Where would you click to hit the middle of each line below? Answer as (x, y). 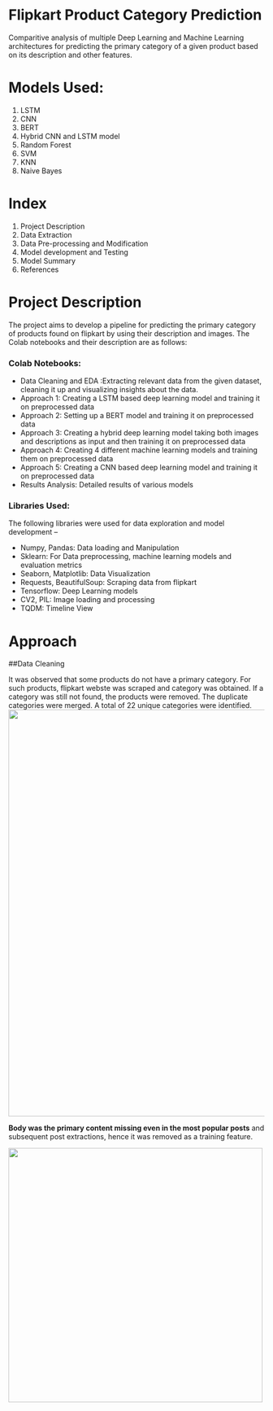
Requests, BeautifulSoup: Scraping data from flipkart (108, 583)
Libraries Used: (39, 505)
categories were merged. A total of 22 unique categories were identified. (130, 705)
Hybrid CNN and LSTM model (70, 136)
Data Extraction (46, 234)
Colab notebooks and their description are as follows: (98, 342)
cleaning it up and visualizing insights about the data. (109, 390)
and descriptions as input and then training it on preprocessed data (133, 442)
